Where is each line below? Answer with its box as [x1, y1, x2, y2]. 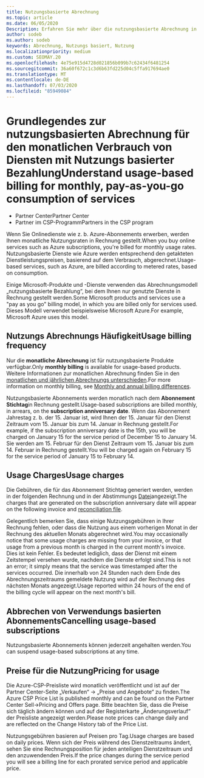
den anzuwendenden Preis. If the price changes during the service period [6, 752, 189, 759]
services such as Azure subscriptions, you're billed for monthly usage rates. [6, 243, 197, 250]
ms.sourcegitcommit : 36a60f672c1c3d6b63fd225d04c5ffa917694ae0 [6, 65, 170, 72]
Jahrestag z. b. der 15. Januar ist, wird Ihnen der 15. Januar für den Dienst [6, 413, 191, 421]
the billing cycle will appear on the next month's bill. [6, 589, 136, 596]
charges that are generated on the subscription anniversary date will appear [6, 499, 197, 506]
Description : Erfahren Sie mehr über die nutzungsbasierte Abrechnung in [6, 26, 197, 32]
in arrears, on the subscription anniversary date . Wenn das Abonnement [6, 407, 190, 415]
